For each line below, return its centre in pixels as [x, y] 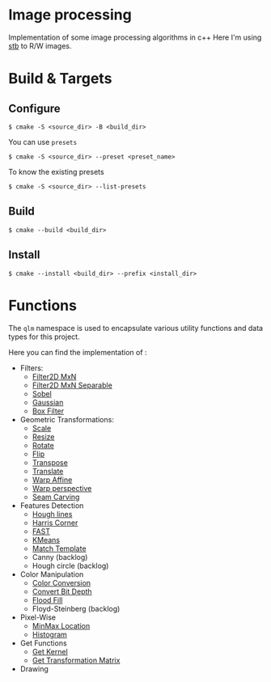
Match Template [59, 549]
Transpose [50, 462]
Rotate [43, 445]
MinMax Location [61, 625]
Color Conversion [61, 582]
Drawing [34, 668]
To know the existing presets [56, 172]
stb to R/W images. [40, 45]
